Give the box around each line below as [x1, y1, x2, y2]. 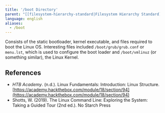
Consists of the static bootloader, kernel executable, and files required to [5, 39, 153, 45]
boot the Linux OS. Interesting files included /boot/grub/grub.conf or [5, 44, 144, 50]
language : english [5, 16, 43, 21]
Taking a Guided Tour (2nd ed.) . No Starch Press [12, 102, 111, 108]
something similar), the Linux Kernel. [5, 54, 80, 60]
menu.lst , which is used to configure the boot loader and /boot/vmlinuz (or [5, 49, 157, 55]
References [5, 68, 41, 77]
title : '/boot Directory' [5, 7, 58, 12]
